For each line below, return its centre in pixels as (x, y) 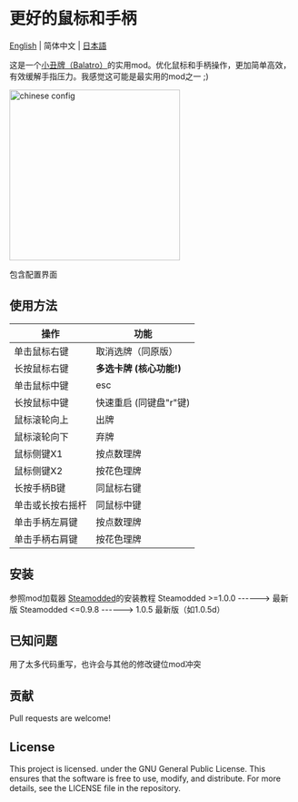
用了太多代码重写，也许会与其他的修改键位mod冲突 (105, 665)
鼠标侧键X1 (39, 453)
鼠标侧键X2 (39, 471)
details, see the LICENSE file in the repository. (95, 788)
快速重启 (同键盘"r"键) (143, 402)
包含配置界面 (33, 274)
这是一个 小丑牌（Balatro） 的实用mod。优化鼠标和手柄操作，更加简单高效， (150, 65)
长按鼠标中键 (42, 402)
